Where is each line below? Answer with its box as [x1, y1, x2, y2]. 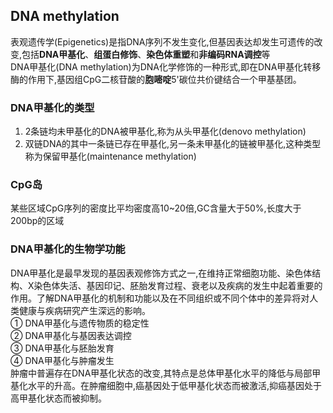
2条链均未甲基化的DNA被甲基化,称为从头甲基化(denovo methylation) [24, 125, 307, 138]
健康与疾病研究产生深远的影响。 [18, 304, 151, 316]
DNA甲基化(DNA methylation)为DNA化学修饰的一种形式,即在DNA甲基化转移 [10, 60, 322, 73]
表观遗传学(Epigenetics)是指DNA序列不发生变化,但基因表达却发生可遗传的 [10, 35, 315, 48]
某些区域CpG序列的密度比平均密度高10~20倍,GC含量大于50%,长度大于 [10, 202, 302, 214]
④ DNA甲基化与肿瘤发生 [10, 354, 115, 366]
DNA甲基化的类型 [10, 100, 95, 114]
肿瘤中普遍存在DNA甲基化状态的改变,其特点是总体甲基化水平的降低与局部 [10, 367, 313, 379]
